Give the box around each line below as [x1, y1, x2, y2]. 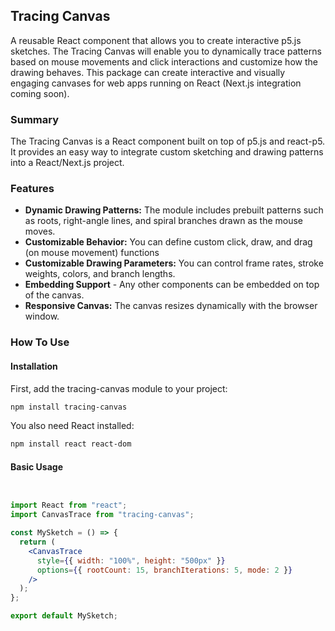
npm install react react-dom [10, 439, 132, 449]
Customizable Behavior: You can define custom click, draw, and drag [24, 236, 313, 248]
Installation [10, 360, 58, 372]
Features [10, 182, 55, 196]
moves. [24, 225, 56, 238]
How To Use [10, 335, 70, 349]
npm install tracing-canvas [10, 402, 128, 412]
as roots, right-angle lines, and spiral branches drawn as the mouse [24, 215, 304, 227]
